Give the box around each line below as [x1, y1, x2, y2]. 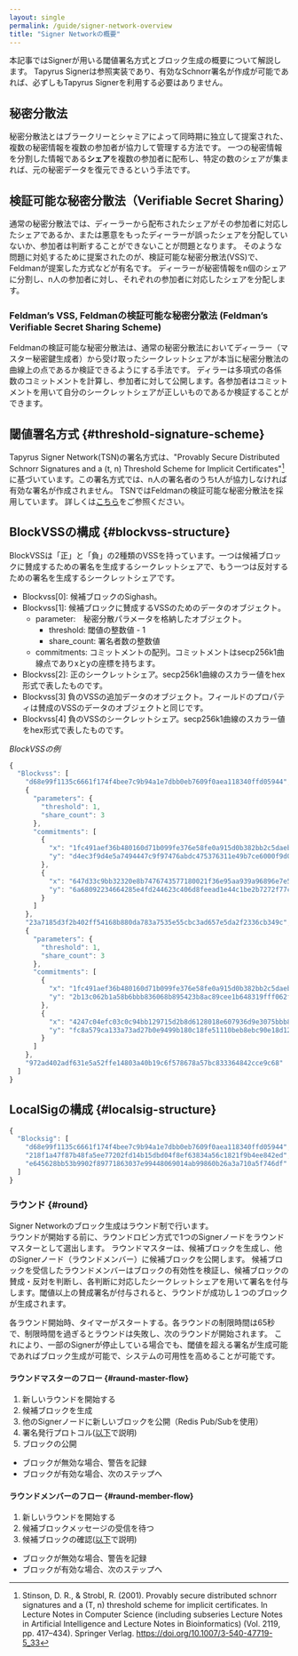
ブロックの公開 [21, 1438, 77, 1450]
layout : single [9, 12, 66, 22]
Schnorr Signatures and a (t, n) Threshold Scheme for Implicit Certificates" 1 [9, 462, 286, 474]
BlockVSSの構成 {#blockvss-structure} [9, 525, 231, 540]
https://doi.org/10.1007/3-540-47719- [136, 1628, 273, 1639]
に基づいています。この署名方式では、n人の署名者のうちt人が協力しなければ [9, 473, 288, 485]
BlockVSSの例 [9, 744, 61, 754]
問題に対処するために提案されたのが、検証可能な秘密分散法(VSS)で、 [9, 252, 263, 262]
